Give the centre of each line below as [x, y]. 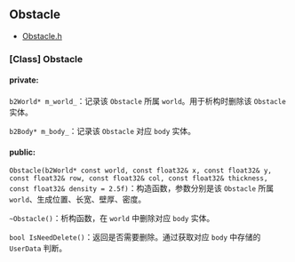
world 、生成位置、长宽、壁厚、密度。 [78, 200]
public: [22, 152]
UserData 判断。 [38, 249]
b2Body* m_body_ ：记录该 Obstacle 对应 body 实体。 [103, 131]
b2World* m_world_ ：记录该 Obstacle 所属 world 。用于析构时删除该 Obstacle [147, 100]
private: [24, 80]
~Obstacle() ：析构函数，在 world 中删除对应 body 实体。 [112, 218]
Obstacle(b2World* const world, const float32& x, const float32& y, [141, 171]
